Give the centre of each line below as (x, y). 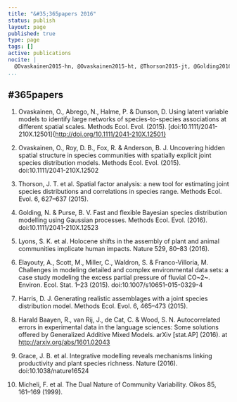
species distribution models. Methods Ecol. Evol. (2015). (100, 163)
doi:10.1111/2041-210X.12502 (58, 171)
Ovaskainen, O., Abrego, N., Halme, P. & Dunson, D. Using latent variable (123, 112)
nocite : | (23, 60)
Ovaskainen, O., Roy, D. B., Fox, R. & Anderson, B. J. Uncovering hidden (122, 148)
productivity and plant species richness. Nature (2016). (98, 363)
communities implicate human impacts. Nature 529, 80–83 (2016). (114, 249)
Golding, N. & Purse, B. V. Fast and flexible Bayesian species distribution (123, 213)
